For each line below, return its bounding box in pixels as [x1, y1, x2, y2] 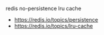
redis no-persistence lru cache [5, 5, 82, 12]
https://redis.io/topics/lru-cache [14, 23, 93, 29]
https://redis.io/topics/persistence [14, 16, 99, 23]
